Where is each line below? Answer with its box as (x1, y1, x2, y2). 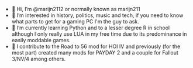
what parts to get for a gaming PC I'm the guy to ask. (11, 18, 139, 25)
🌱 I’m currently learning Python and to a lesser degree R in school (11, 24, 170, 31)
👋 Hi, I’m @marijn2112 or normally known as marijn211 (11, 6, 140, 12)
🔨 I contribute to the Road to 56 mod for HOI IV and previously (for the (11, 43, 181, 50)
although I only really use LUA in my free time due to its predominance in (11, 30, 187, 38)
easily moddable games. (11, 37, 71, 43)
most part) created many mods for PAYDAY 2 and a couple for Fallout (11, 49, 178, 56)
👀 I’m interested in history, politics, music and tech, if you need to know (11, 12, 184, 19)
